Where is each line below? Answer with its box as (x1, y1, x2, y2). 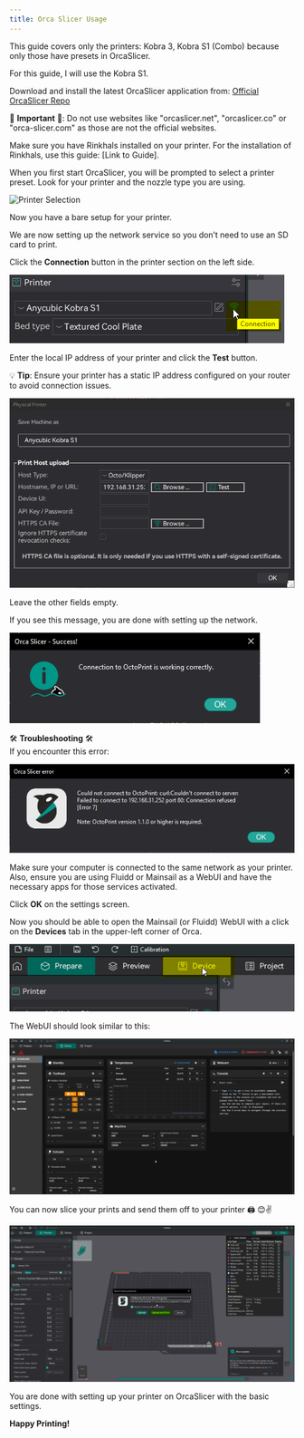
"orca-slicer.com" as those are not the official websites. (9, 122, 217, 133)
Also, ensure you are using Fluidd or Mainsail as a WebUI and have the (9, 871, 272, 883)
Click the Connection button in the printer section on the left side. (9, 256, 255, 267)
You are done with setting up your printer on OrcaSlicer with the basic (9, 1391, 270, 1402)
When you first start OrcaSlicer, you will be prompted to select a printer (9, 167, 275, 178)
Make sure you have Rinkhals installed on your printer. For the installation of (9, 140, 292, 150)
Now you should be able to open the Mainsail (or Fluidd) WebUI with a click (9, 916, 290, 927)
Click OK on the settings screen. (9, 898, 130, 910)
